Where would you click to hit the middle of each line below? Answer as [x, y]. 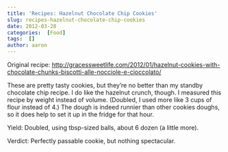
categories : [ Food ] [37, 33]
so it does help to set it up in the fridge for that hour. [80, 114]
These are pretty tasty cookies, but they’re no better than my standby [105, 85]
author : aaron [27, 45]
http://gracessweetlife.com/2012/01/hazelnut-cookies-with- [136, 65]
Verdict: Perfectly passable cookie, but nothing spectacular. [91, 141]
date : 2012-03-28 [32, 26]
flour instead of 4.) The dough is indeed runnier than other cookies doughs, [114, 107]
